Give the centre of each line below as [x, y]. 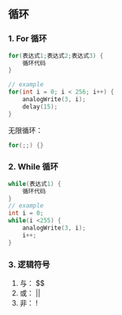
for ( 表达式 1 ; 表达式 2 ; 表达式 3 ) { [56, 55]
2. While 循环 [33, 167]
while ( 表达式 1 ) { [35, 184]
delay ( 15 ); [40, 106]
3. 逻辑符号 [29, 264]
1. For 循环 [28, 39]
